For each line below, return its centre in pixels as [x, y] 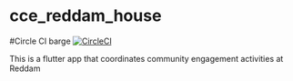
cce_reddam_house [86, 16]
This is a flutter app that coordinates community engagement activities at [146, 58]
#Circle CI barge [40, 41]
